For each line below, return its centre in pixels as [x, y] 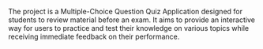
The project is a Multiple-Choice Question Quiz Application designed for [126, 11]
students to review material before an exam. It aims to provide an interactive [131, 20]
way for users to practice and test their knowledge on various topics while [129, 28]
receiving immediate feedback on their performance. [94, 36]
